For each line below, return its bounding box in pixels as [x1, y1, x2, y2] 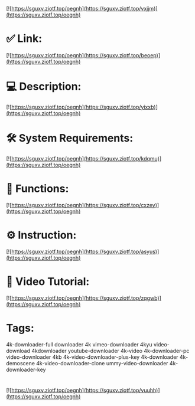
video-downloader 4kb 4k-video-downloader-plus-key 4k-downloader [6, 353, 178, 361]
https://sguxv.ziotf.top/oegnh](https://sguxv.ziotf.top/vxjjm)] [11, 5, 158, 12]
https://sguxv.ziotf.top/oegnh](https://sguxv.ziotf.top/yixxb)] [11, 103, 158, 110]
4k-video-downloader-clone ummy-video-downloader [36, 359, 168, 366]
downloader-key [6, 366, 46, 373]
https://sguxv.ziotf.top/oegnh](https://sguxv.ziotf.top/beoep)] [11, 51, 161, 58]
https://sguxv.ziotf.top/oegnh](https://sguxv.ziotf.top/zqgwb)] [11, 294, 161, 302]
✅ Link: [6, 32, 43, 45]
